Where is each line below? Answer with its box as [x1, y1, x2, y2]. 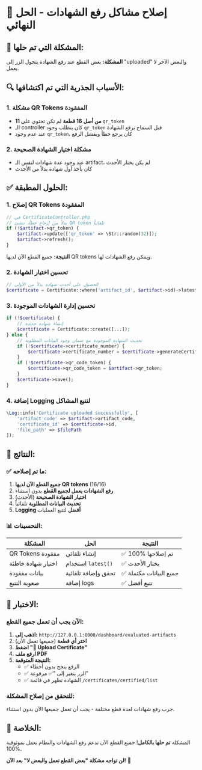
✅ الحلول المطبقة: [6, 183, 68, 193]
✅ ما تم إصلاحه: [6, 467, 47, 475]
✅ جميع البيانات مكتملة [121, 569, 179, 578]
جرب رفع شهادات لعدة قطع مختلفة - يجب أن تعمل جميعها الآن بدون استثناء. [6, 706, 175, 713]
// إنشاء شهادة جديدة [17, 321, 63, 327]
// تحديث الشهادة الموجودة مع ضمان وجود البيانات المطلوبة [17, 337, 142, 343]
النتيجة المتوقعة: [14, 656, 51, 664]
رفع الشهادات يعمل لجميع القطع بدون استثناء [14, 487, 114, 494]
